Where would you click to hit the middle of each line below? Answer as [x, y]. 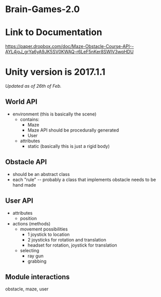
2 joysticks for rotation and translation [67, 240]
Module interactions [37, 277]
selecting [29, 250]
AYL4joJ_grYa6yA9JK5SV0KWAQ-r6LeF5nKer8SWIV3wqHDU [69, 52]
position [28, 218]
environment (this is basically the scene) [54, 114]
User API [19, 201]
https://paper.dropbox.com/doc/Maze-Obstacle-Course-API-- [70, 46]
